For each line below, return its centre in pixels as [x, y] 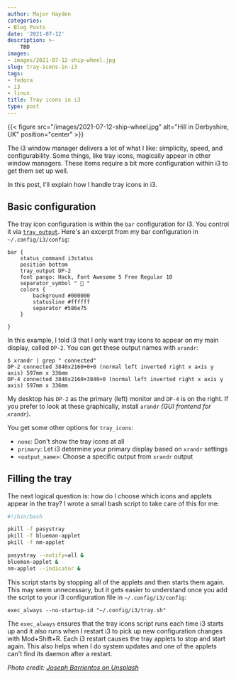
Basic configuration [52, 207]
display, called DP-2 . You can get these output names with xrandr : [103, 347]
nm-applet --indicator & [44, 568]
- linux [19, 93]
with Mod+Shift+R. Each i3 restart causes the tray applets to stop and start [116, 638]
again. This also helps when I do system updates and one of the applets [112, 646]
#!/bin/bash [25, 516]
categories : [25, 21]
